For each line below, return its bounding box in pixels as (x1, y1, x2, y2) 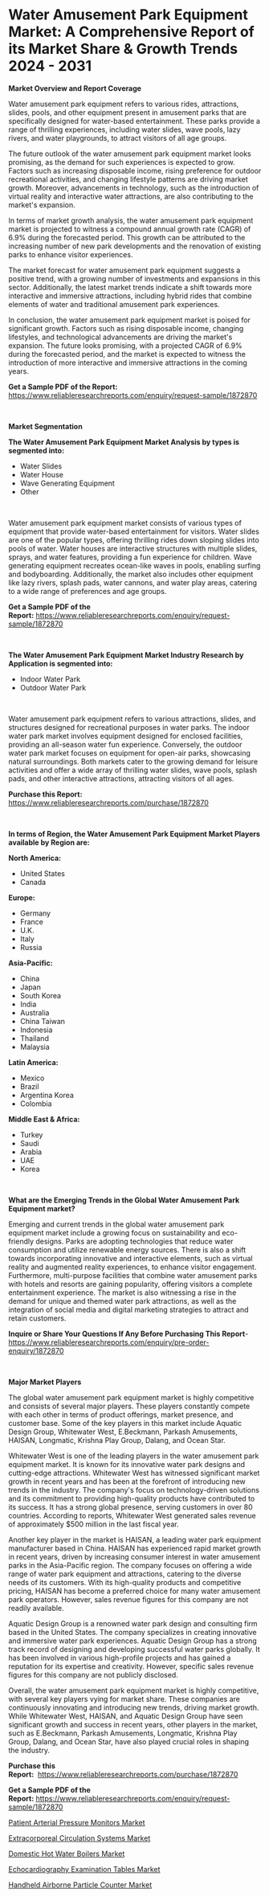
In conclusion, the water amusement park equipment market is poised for (8, 315, 251, 325)
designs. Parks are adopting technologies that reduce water (35, 1236, 234, 1246)
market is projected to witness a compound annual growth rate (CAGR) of (8, 223, 251, 234)
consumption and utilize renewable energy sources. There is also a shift (8, 1244, 247, 1255)
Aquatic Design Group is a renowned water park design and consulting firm (8, 1618, 259, 1629)
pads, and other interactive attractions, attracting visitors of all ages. (8, 773, 234, 783)
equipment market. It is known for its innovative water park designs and (8, 1459, 245, 1469)
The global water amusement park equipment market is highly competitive (8, 1392, 255, 1402)
